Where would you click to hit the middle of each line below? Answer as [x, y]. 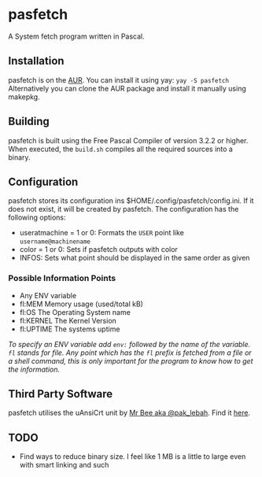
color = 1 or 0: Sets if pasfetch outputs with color [99, 250]
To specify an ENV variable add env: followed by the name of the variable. [129, 344]
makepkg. [24, 97]
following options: [37, 217]
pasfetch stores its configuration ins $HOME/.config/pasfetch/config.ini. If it [131, 201]
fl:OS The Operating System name [75, 312]
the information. [34, 369]
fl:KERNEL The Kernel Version [68, 320]
